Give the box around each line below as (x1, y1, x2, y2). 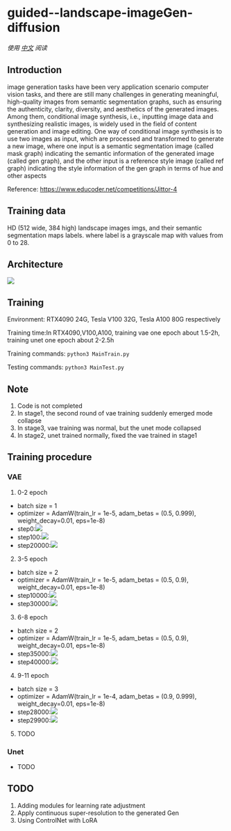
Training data (7, 205, 66, 217)
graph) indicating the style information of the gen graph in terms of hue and (7, 164, 223, 172)
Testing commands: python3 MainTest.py (7, 363, 125, 372)
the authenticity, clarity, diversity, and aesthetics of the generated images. (7, 104, 219, 113)
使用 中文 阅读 (7, 43, 47, 52)
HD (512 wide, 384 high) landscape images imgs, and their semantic (7, 223, 203, 232)
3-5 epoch (17, 555, 48, 563)
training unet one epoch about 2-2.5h (7, 336, 114, 345)
